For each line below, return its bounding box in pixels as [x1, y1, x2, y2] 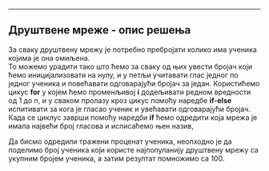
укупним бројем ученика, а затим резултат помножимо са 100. [8, 153, 225, 163]
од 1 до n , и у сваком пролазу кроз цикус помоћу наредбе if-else [8, 95, 232, 105]
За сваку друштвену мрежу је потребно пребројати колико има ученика [8, 45, 258, 54]
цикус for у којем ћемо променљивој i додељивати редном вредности [8, 87, 251, 97]
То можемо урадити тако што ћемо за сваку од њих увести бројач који [8, 62, 253, 71]
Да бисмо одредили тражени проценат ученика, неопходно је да [8, 137, 232, 146]
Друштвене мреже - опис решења [8, 23, 191, 37]
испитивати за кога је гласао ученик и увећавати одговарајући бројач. [8, 104, 251, 113]
